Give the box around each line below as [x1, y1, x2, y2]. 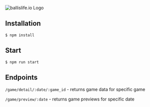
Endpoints [5, 73, 38, 82]
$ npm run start [5, 59, 39, 65]
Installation [5, 19, 41, 28]
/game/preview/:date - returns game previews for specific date [5, 96, 135, 102]
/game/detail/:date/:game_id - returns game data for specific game [5, 86, 145, 92]
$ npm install [5, 33, 35, 38]
